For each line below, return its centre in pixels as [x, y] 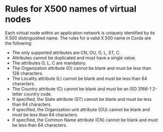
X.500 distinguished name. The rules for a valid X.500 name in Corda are [78, 38]
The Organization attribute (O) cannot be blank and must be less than [82, 68]
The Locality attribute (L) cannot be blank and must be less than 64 [80, 78]
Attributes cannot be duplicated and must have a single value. [74, 57]
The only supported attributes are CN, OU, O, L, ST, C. [66, 53]
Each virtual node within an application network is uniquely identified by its [80, 33]
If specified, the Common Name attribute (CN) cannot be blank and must [85, 120]
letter [17, 94]
